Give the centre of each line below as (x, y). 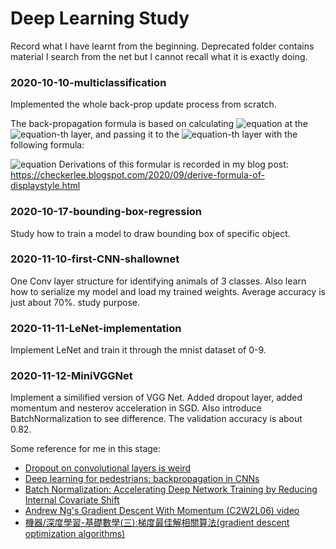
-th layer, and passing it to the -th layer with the (177, 134)
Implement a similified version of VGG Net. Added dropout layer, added (156, 398)
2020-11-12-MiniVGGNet (71, 376)
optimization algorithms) (75, 534)
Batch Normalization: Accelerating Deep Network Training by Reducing (171, 489)
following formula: (47, 145)
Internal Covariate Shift (72, 500)
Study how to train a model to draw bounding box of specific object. (150, 233)
